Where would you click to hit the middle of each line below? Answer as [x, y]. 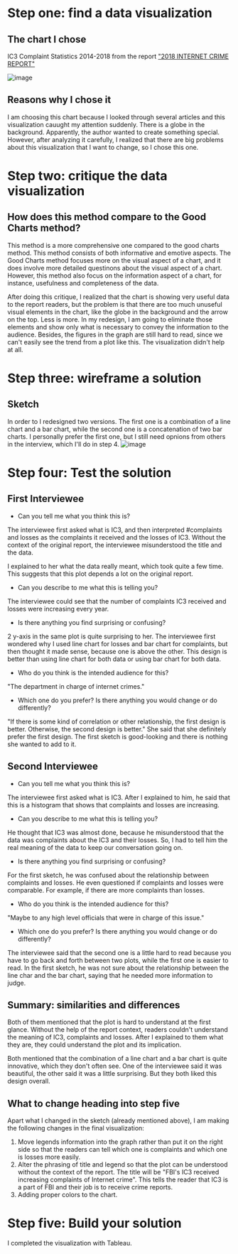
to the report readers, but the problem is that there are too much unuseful [115, 304]
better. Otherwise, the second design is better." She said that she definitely [117, 729]
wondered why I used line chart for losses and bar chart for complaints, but [118, 643]
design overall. [29, 1081]
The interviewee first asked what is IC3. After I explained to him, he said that [119, 797]
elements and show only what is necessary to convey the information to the [118, 327]
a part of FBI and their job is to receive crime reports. [95, 1187]
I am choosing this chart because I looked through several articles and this [116, 117]
